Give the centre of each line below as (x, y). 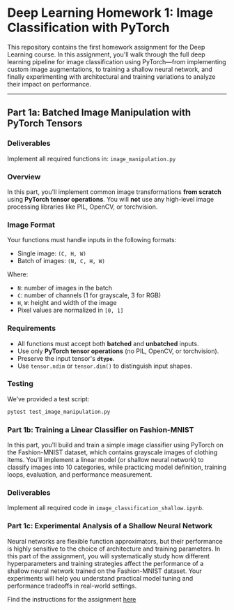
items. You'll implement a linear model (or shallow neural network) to (106, 459)
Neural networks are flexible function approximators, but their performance (115, 541)
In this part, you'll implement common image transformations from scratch (114, 192)
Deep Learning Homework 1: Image (110, 13)
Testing (20, 384)
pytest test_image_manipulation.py (59, 412)
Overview (24, 177)
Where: (18, 274)
